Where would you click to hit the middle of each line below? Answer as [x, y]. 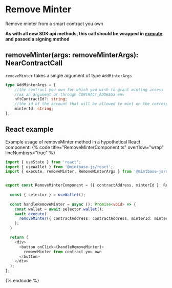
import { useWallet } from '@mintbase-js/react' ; [59, 167]
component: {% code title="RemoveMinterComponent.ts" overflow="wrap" [85, 147]
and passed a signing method [37, 39]
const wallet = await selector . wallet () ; [59, 209]
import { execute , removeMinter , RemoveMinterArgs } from [68, 172]
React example [29, 129]
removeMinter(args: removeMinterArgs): [72, 55]
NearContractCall [34, 63]
